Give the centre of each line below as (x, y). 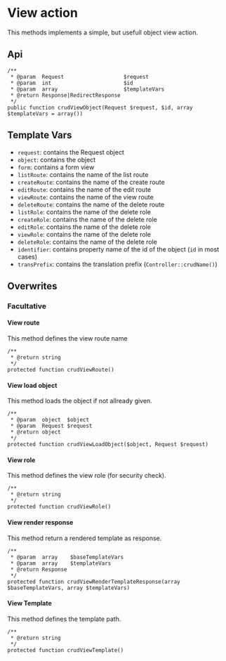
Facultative (27, 306)
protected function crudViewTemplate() (66, 650)
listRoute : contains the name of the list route (83, 174)
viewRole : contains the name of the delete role (84, 234)
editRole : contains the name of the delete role (84, 227)
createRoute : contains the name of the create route (91, 182)
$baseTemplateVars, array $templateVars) (69, 588)
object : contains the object (56, 159)
